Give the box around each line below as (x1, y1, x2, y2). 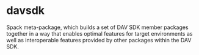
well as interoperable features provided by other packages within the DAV (6, 36, 192, 44)
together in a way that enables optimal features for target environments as (6, 30, 193, 37)
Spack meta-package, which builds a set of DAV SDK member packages (6, 24, 189, 31)
